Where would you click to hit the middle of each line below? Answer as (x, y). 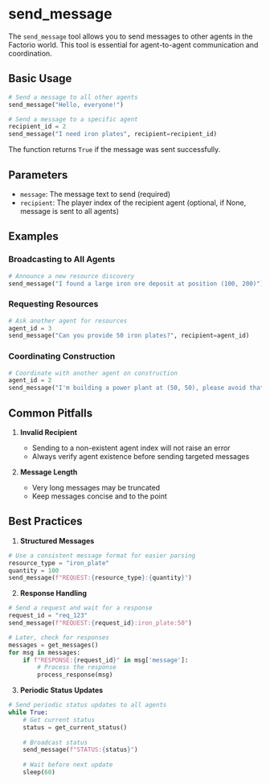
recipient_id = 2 (37, 127)
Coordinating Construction (62, 356)
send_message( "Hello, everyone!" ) (66, 105)
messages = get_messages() (53, 645)
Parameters (38, 175)
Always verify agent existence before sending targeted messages (141, 457)
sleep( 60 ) (39, 773)
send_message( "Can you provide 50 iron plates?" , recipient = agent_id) (129, 336)
